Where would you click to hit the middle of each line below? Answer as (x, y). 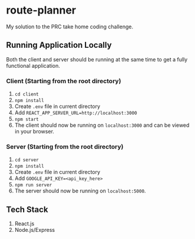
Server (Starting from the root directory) (65, 146)
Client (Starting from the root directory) (64, 81)
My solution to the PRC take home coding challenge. (70, 27)
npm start (27, 119)
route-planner (41, 10)
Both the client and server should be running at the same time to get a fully (97, 59)
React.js (24, 224)
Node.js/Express (34, 230)
